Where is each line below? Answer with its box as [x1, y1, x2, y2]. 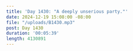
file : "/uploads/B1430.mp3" [6, 19, 76, 25]
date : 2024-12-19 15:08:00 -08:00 [6, 14, 92, 20]
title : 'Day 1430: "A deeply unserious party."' [6, 8, 128, 15]
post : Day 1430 [6, 25, 44, 31]
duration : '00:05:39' [6, 30, 60, 36]
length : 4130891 [6, 36, 46, 42]
